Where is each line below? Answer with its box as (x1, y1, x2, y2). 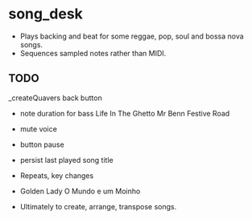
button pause (19, 140, 64, 149)
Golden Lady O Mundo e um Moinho (19, 186, 141, 196)
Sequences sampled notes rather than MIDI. (19, 48, 167, 58)
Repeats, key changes (19, 170, 94, 180)
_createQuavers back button (8, 93, 102, 103)
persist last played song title (19, 155, 114, 164)
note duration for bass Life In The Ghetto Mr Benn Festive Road (19, 108, 230, 118)
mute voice (19, 124, 58, 133)
